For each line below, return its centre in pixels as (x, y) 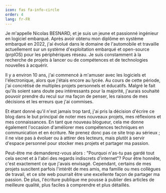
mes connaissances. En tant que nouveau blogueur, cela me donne (74, 122)
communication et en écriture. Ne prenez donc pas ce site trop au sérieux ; (83, 133)
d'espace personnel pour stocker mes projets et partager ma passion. (77, 143)
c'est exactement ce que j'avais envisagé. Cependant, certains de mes (78, 164)
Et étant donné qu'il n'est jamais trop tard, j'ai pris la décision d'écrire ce (80, 111)
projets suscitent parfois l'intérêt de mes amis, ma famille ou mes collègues (83, 169)
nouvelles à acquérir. (27, 65)
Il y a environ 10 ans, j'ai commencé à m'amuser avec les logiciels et (76, 75)
